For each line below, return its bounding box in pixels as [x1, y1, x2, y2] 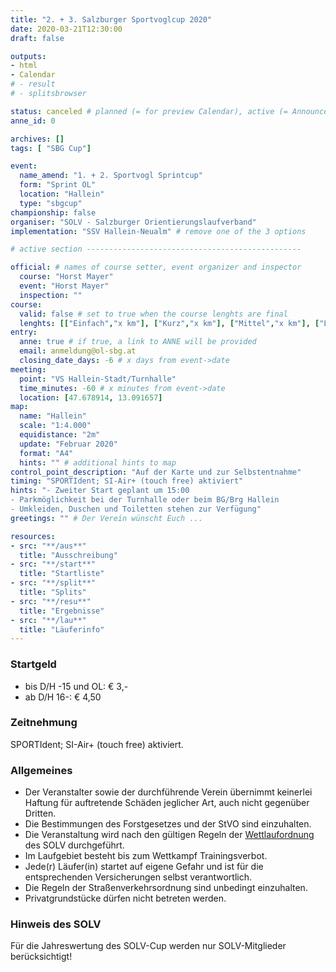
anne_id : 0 [10, 116, 56, 126]
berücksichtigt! [10, 951, 73, 963]
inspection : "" [19, 290, 83, 300]
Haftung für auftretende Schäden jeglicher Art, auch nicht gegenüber [24, 797, 310, 809]
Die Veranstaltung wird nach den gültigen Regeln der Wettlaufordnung [24, 829, 315, 841]
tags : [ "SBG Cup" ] [10, 143, 92, 153]
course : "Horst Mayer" [19, 272, 114, 282]
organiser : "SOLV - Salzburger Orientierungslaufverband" [10, 217, 257, 227]
